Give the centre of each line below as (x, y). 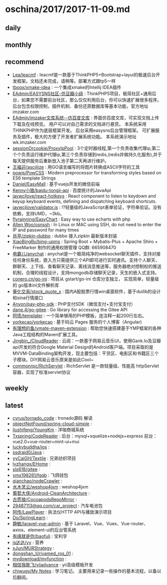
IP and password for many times (45, 230)
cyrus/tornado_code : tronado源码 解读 (52, 418)
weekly (17, 388)
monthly (18, 44)
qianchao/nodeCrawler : (37, 480)
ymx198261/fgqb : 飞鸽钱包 (40, 475)
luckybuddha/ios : (31, 447)
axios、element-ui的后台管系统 (44, 530)
